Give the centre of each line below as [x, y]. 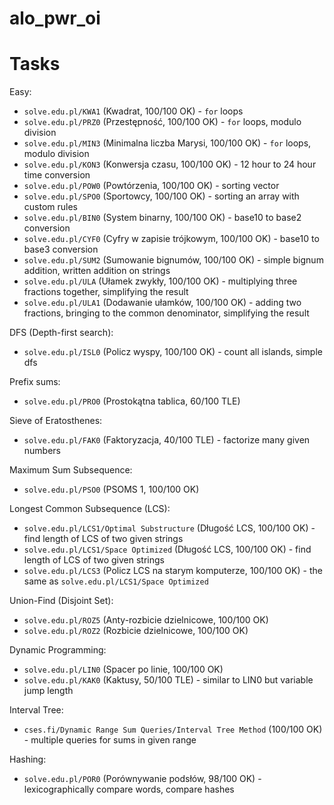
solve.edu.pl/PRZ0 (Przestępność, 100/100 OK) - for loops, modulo [162, 122]
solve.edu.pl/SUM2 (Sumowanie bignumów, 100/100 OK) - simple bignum [173, 260]
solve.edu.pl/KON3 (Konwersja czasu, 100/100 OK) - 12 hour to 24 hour [170, 164]
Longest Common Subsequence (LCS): [90, 509]
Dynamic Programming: [58, 650]
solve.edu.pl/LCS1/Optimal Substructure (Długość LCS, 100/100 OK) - [169, 528]
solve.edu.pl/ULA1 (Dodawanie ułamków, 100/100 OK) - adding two [162, 303]
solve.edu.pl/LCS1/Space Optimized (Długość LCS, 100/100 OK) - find [167, 549]
